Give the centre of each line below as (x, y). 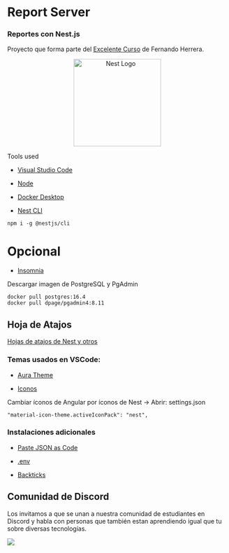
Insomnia (30, 271)
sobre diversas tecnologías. (47, 528)
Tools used (23, 156)
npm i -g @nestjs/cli (39, 224)
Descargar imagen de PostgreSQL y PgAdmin (73, 284)
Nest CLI (30, 211)
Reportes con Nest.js (44, 34)
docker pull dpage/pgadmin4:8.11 (56, 303)
